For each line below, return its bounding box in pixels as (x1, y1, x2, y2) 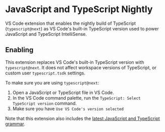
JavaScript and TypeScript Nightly (5, 4, 153, 15)
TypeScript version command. (12, 100, 77, 106)
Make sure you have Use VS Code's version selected (12, 105, 124, 112)
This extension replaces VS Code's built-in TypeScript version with (5, 59, 144, 65)
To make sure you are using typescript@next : (5, 79, 99, 85)
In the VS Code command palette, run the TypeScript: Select (12, 95, 141, 101)
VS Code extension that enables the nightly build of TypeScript (5, 20, 136, 26)
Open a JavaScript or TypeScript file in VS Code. (12, 90, 115, 96)
